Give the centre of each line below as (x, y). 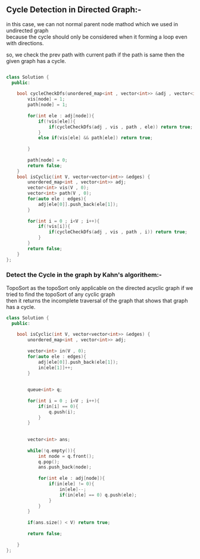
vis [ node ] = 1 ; (46, 99)
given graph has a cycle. (36, 61)
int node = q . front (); (66, 456)
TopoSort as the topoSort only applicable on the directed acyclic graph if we (100, 288)
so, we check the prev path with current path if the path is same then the (95, 54)
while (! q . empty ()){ (52, 451)
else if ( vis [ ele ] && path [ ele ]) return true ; (95, 138)
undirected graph (27, 30)
